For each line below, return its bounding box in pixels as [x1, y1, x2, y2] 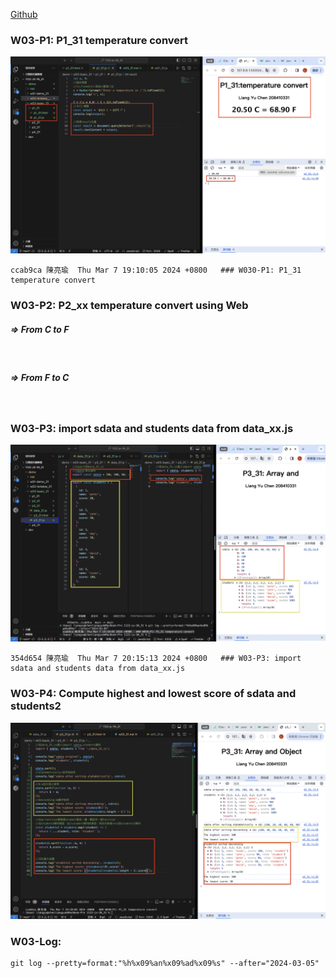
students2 [10, 699, 62, 713]
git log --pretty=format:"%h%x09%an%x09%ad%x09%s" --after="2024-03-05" [10, 959, 320, 969]
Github [10, 9, 38, 20]
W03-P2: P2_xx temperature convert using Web [10, 299, 249, 313]
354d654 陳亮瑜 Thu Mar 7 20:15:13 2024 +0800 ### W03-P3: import [10, 654, 302, 664]
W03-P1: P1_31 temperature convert [10, 33, 189, 47]
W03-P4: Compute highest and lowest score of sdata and [10, 687, 297, 701]
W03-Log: [10, 934, 62, 948]
